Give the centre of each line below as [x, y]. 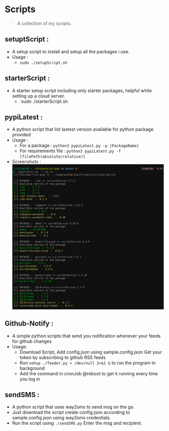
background [32, 368]
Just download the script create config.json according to [71, 412]
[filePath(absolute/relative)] [52, 157]
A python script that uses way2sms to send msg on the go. [73, 407]
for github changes [32, 341]
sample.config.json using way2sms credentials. [61, 418]
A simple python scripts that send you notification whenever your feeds [86, 336]
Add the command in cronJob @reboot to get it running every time [89, 373]
